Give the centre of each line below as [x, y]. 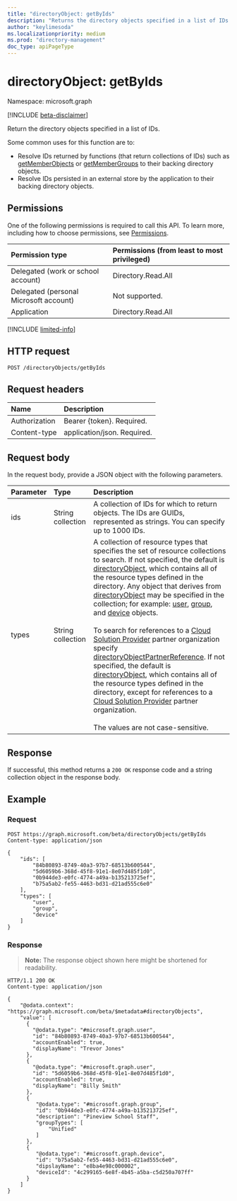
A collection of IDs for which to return [155, 504]
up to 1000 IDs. [119, 531]
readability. [41, 967]
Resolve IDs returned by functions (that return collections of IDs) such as [123, 156]
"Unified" [63, 1129]
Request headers [46, 389]
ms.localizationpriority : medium [56, 34]
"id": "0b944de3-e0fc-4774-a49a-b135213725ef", [107, 1111]
